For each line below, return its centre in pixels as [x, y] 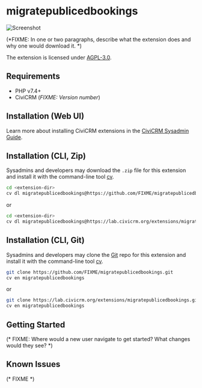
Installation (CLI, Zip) [46, 156]
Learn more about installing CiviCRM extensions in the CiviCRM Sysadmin [98, 131]
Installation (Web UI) [45, 116]
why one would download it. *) [44, 46]
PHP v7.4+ [28, 91]
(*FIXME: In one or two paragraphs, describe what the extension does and [99, 39]
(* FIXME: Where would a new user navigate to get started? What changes [98, 339]
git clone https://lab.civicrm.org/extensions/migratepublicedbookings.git [103, 300]
